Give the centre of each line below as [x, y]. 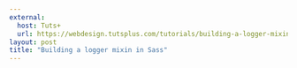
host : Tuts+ [39, 26]
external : [27, 17]
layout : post [33, 42]
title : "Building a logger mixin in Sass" [88, 50]
